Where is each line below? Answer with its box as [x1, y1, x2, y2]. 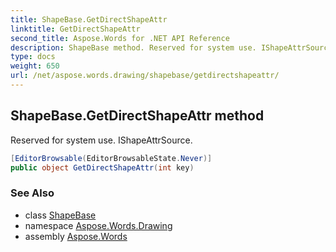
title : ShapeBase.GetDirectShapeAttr [10, 14, 168, 25]
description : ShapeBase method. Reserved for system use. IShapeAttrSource [10, 42, 333, 53]
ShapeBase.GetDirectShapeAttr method [10, 107, 265, 125]
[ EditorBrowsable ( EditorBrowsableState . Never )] [10, 153, 213, 163]
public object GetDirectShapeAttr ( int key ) [10, 162, 195, 173]
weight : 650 [10, 61, 60, 71]
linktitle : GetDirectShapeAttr [10, 24, 141, 34]
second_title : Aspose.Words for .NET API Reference [10, 33, 230, 43]
